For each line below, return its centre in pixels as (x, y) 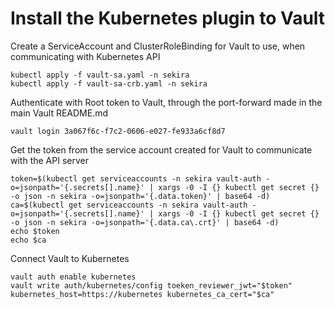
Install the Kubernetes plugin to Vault (168, 18)
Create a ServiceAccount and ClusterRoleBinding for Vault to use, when (158, 46)
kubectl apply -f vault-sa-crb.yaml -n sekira (109, 83)
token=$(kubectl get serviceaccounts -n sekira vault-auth (136, 178)
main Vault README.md (59, 113)
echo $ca (28, 240)
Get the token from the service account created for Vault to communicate (161, 149)
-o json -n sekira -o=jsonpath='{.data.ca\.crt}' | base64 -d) (145, 222)
